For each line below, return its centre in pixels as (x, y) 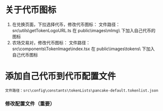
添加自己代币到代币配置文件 (61, 76)
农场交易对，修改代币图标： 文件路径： (51, 42)
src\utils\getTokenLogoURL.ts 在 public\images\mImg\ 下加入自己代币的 (84, 30)
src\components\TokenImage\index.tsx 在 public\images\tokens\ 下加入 (83, 49)
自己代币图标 (25, 55)
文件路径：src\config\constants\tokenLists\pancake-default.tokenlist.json (82, 91)
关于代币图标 (31, 10)
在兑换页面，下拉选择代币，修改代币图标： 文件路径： (66, 24)
